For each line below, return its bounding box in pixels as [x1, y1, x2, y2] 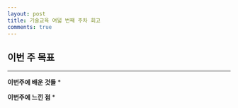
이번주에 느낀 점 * [7, 93, 55, 102]
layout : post [7, 10, 46, 18]
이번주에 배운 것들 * [7, 78, 62, 87]
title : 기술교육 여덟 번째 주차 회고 [7, 17, 101, 24]
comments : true [7, 23, 52, 30]
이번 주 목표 [7, 51, 55, 64]
